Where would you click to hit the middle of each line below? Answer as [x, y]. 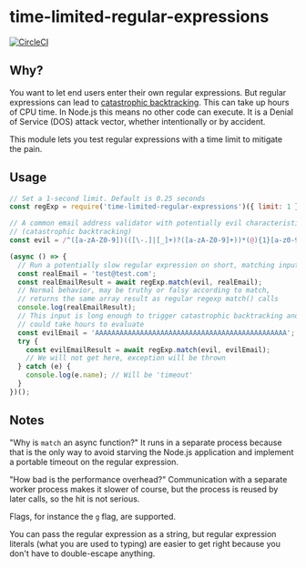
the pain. [26, 148]
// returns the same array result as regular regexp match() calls [148, 299]
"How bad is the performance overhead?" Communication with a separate [148, 479]
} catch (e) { [44, 367]
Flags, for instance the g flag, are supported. [92, 516]
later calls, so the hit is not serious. [75, 499]
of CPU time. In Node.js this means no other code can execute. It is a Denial [152, 112]
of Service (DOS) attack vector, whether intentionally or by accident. [138, 121]
